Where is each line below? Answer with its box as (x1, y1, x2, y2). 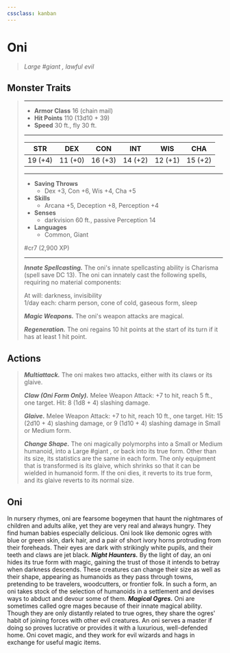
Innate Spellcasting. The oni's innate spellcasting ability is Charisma (23, 263, 219, 272)
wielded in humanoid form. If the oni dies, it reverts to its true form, (23, 469, 213, 477)
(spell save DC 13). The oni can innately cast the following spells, (23, 271, 207, 279)
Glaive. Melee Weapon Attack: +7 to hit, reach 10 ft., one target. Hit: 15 (23, 412, 223, 420)
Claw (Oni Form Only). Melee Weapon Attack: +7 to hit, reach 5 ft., (23, 392, 213, 400)
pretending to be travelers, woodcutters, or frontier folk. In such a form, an (7, 580, 217, 588)
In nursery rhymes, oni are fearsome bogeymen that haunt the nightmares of (7, 514, 223, 522)
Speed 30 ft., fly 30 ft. (34, 121, 97, 130)
